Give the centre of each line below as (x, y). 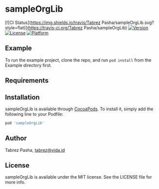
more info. (15, 182)
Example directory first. (28, 65)
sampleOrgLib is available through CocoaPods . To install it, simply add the (79, 109)
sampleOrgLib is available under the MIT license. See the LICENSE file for (79, 177)
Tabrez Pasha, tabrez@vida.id (35, 150)
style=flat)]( (17, 27)
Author (16, 138)
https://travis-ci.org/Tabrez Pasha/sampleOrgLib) (78, 27)
